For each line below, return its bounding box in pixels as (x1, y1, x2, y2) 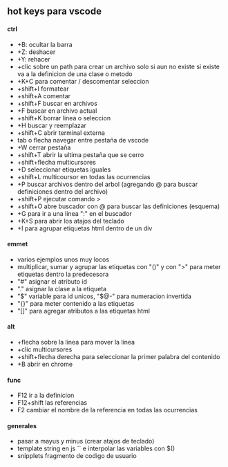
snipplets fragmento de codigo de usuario (17, 452, 137, 460)
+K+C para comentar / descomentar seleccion (17, 77, 149, 85)
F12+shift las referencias (17, 399, 88, 407)
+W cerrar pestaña (17, 143, 71, 152)
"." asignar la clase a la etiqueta (17, 284, 107, 293)
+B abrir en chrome (17, 360, 73, 368)
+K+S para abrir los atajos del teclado (17, 217, 124, 225)
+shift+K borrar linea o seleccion (17, 113, 111, 122)
